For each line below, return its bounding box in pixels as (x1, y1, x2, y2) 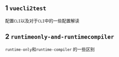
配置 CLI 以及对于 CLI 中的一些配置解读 (5, 17, 79, 24)
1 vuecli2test (5, 4, 47, 12)
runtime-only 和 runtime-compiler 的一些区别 (5, 46, 95, 52)
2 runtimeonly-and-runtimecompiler (5, 32, 115, 41)
